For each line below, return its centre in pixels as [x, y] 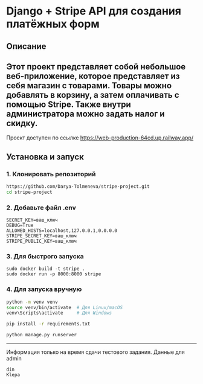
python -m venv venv [32, 302]
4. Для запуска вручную [44, 289]
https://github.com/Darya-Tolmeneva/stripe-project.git [78, 187]
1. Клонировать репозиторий [51, 174]
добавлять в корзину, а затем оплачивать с [93, 95]
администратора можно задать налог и [85, 114]
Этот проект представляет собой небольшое [96, 67]
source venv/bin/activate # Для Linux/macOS [64, 307]
